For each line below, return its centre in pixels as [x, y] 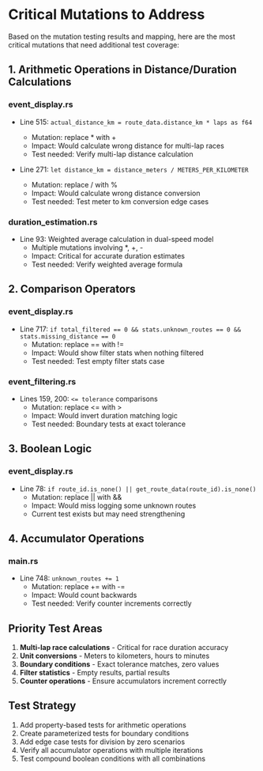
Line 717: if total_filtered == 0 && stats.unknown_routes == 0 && [130, 329]
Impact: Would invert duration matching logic [104, 415]
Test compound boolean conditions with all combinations [113, 758]
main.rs [23, 561]
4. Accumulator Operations [76, 538]
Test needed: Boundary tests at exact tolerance [109, 424]
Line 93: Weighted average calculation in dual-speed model [116, 239]
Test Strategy [42, 706]
